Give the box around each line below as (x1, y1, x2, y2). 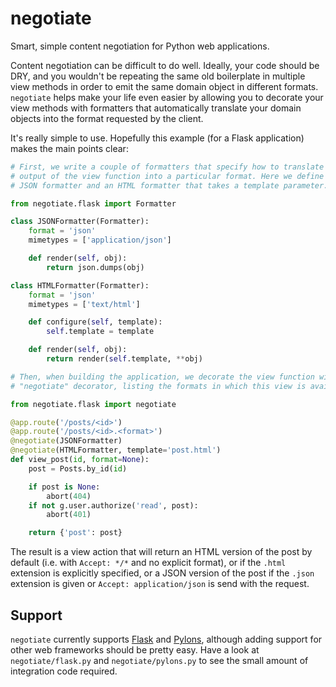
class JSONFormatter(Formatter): (10, 217, 150, 227)
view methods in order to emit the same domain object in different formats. (10, 80, 319, 92)
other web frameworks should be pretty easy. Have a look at (10, 644, 260, 656)
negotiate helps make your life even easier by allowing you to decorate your (10, 91, 324, 103)
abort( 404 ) (46, 491, 92, 501)
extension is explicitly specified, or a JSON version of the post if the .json (10, 567, 315, 579)
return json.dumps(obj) (46, 262, 145, 272)
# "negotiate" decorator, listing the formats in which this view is (10, 381, 307, 391)
